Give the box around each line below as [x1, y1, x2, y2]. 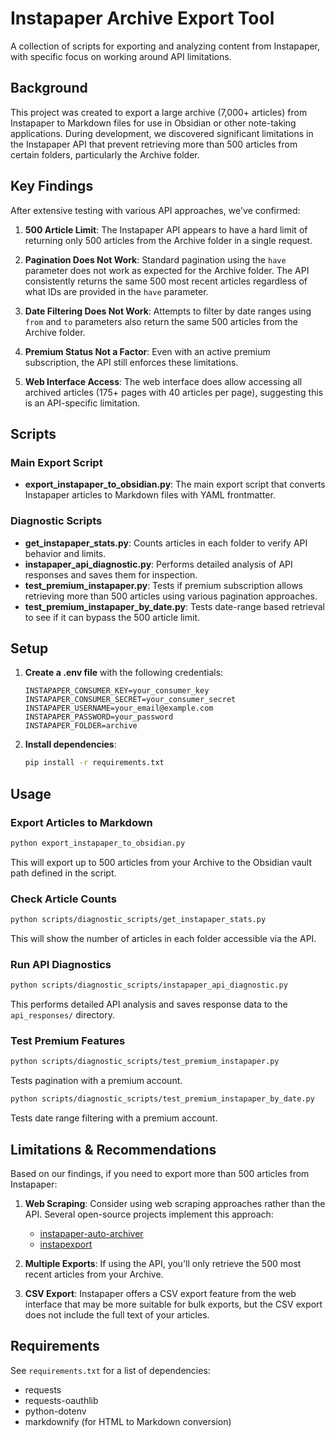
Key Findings [10, 178, 94, 195]
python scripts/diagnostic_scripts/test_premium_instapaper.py [10, 1057, 280, 1067]
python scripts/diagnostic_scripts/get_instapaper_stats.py [10, 915, 267, 925]
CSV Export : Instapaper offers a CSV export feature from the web [24, 1288, 297, 1299]
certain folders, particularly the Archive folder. [10, 148, 200, 161]
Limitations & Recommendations [10, 1141, 217, 1158]
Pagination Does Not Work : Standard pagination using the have [24, 253, 287, 266]
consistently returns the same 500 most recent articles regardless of [24, 275, 308, 287]
